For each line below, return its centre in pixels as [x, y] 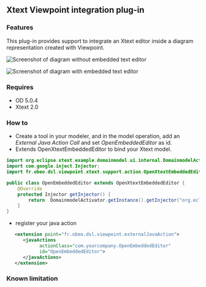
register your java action [46, 223]
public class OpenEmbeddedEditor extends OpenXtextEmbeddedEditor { [96, 183]
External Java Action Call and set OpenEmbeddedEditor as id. [93, 143]
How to [17, 123]
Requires [20, 87]
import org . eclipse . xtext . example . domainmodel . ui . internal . [85, 161]
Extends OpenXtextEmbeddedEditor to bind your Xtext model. [93, 149]
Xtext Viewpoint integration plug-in [75, 10]
